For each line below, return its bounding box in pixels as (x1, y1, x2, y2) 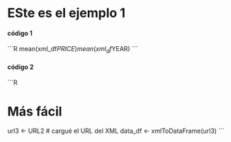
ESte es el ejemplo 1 (7, 5, 126, 21)
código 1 (7, 28, 33, 37)
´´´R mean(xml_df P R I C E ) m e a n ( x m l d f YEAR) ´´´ (7, 45, 138, 55)
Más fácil (7, 103, 62, 119)
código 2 (7, 62, 34, 71)
